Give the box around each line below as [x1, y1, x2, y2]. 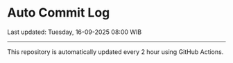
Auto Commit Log [7, 5, 110, 21]
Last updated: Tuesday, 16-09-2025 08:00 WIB [7, 28, 142, 36]
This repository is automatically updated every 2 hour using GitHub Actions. [7, 47, 224, 56]
